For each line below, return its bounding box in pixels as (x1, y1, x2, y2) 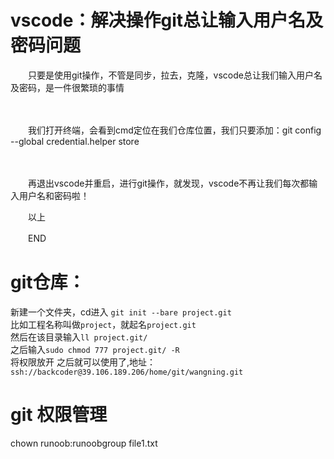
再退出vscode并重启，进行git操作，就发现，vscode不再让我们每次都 (27, 177, 310, 189)
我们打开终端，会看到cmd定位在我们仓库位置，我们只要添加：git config (27, 124, 322, 136)
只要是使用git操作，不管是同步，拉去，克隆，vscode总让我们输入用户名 (27, 69, 323, 81)
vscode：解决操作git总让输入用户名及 (10, 9, 323, 32)
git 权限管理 (10, 404, 108, 426)
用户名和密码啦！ (18, 189, 90, 201)
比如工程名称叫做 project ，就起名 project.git (10, 318, 197, 330)
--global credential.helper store (10, 135, 140, 147)
